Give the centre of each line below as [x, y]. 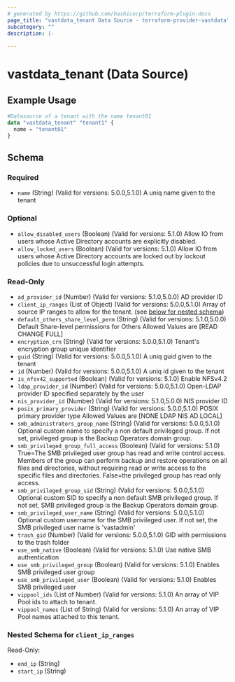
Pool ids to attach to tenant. [57, 601]
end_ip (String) [39, 664]
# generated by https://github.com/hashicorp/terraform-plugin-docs [109, 14]
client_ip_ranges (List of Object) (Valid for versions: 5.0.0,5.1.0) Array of [121, 304]
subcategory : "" [31, 27]
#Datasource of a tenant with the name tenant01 [79, 116]
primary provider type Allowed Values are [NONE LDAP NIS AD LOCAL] [120, 416]
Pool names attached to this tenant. [69, 616]
